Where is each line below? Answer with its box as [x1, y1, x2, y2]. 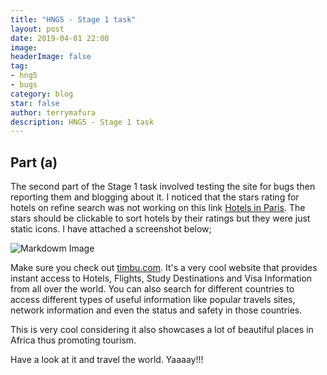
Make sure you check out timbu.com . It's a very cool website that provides [10, 262, 318, 274]
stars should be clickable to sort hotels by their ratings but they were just [10, 212, 311, 225]
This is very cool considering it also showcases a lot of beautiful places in [10, 324, 314, 336]
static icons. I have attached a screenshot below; [10, 223, 212, 235]
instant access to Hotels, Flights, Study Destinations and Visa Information [10, 272, 313, 285]
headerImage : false [10, 52, 92, 62]
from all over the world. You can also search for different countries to [10, 283, 295, 295]
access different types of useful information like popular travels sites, [10, 294, 296, 306]
